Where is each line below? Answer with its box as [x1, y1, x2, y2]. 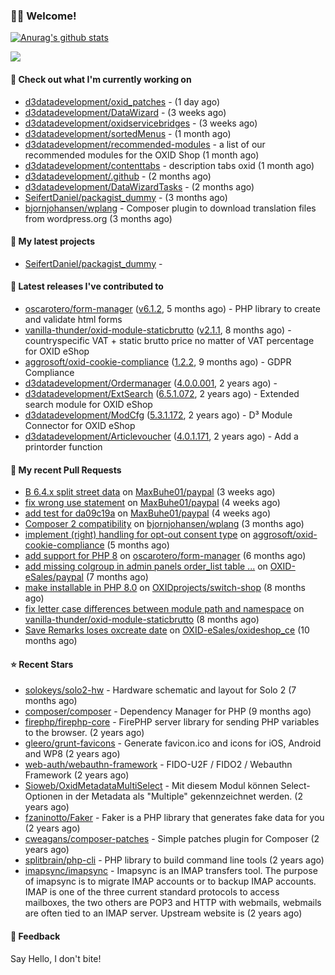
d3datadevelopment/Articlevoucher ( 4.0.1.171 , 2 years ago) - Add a [24, 430, 299, 442]
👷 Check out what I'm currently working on [10, 73, 192, 85]
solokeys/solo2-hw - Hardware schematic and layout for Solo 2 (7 [24, 684, 297, 696]
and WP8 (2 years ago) [24, 748, 121, 760]
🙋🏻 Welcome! [10, 9, 77, 23]
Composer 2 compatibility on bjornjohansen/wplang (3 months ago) [24, 518, 305, 530]
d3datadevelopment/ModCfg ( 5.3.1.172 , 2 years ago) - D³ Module [24, 409, 293, 421]
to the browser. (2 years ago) [24, 727, 145, 739]
